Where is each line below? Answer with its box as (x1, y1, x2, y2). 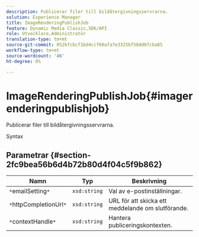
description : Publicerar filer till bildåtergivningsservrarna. (6, 8, 168, 15)
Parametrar (6, 150, 49, 160)
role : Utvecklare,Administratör (6, 31, 86, 37)
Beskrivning (131, 177, 167, 185)
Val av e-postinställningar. (108, 187, 182, 195)
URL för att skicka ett (108, 197, 167, 205)
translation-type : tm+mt (6, 36, 68, 42)
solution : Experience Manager (6, 14, 81, 20)
